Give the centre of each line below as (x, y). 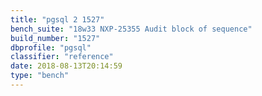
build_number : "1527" (55, 38)
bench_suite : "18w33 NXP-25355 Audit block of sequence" (131, 29)
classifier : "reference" (62, 57)
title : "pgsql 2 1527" (57, 19)
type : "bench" (40, 76)
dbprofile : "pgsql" (51, 47)
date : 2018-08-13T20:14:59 (66, 66)
